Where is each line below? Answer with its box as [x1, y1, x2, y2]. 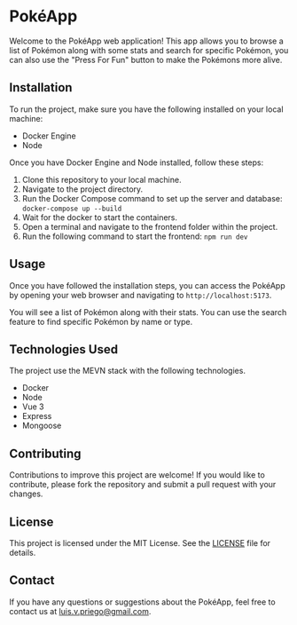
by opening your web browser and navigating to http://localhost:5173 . [9, 289, 272, 300]
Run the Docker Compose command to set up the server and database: [21, 193, 283, 203]
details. [9, 548, 36, 558]
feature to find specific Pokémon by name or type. [9, 316, 193, 327]
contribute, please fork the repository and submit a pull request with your [9, 479, 277, 490]
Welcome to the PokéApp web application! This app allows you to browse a [9, 36, 284, 46]
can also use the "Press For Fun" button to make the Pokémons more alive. [9, 54, 283, 65]
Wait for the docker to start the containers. [21, 211, 178, 223]
